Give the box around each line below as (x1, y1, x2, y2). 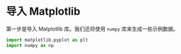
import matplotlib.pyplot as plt (6, 37, 88, 43)
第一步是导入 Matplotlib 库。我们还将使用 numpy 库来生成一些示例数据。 (6, 25, 179, 32)
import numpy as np (6, 42, 54, 48)
